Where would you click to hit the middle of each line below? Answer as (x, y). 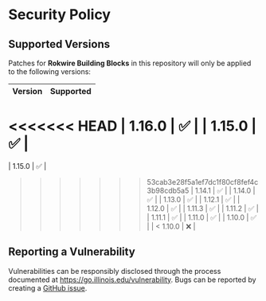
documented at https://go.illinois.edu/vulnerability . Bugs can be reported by (132, 279)
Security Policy (60, 15)
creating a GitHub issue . (48, 287)
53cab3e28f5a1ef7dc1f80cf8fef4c (203, 182)
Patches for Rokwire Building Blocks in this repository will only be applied (130, 63)
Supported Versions (59, 44)
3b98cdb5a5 (168, 190)
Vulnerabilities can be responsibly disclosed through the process (115, 271)
